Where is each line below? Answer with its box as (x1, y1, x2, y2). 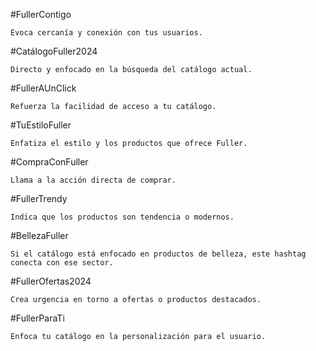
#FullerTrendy (10, 193, 68, 204)
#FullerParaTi (10, 312, 65, 324)
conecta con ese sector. (10, 258, 114, 268)
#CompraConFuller (10, 156, 89, 168)
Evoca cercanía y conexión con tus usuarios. (10, 28, 203, 38)
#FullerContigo (10, 9, 72, 20)
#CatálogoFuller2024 (10, 45, 98, 57)
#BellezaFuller (10, 230, 69, 241)
